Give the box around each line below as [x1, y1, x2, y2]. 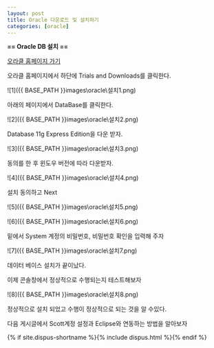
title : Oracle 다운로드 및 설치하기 [7, 16, 100, 23]
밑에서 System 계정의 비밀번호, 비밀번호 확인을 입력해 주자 [7, 232, 164, 240]
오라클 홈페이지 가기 [7, 57, 61, 65]
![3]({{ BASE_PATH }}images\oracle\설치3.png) [7, 145, 139, 153]
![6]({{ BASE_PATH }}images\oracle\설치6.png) [7, 218, 139, 226]
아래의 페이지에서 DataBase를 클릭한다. [7, 101, 114, 109]
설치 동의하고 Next [7, 188, 58, 196]
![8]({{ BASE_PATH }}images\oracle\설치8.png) [7, 290, 139, 299]
